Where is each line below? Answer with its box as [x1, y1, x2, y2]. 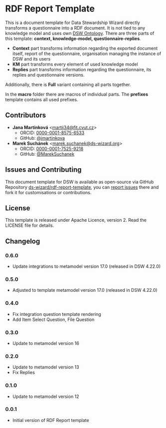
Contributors [5, 111, 46, 120]
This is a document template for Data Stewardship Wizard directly [5, 20, 141, 26]
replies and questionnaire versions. [12, 72, 85, 78]
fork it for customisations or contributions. [5, 189, 92, 195]
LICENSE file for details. [5, 222, 54, 228]
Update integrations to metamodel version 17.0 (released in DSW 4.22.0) [12, 263, 161, 269]
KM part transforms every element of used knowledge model [12, 61, 138, 67]
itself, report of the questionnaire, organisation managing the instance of [12, 51, 162, 57]
